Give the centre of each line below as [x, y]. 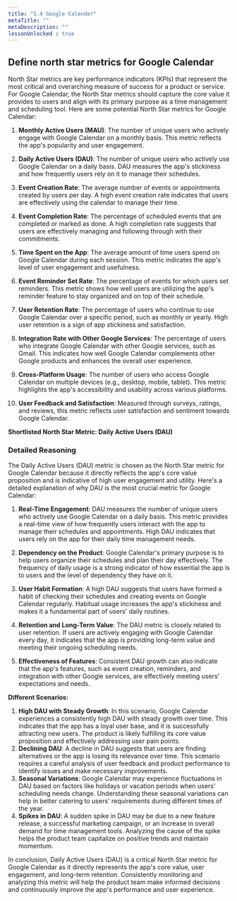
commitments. [39, 239]
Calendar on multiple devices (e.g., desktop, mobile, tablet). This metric [122, 382]
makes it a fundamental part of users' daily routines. [94, 612]
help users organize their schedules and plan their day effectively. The [120, 560]
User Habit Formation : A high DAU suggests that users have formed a [120, 589]
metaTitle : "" [29, 20]
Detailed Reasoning [42, 450]
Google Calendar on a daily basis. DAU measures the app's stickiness [119, 167]
